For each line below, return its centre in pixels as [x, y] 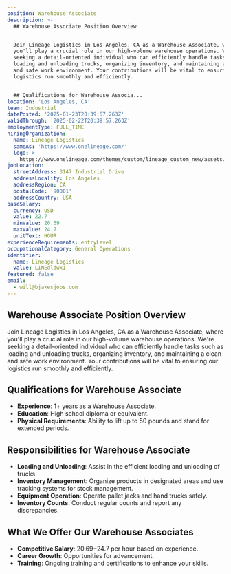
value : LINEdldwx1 [40, 268]
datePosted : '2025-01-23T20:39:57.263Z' [66, 114]
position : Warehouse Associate [52, 13]
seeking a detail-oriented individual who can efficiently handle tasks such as [115, 346]
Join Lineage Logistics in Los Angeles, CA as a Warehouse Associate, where [115, 332]
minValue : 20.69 [36, 223]
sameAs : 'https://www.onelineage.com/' [70, 146]
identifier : [24, 255]
